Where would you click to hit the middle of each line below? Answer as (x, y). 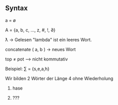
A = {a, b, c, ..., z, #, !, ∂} (30, 30)
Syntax (16, 8)
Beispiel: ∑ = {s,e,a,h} (27, 68)
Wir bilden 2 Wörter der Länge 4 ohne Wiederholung (59, 78)
